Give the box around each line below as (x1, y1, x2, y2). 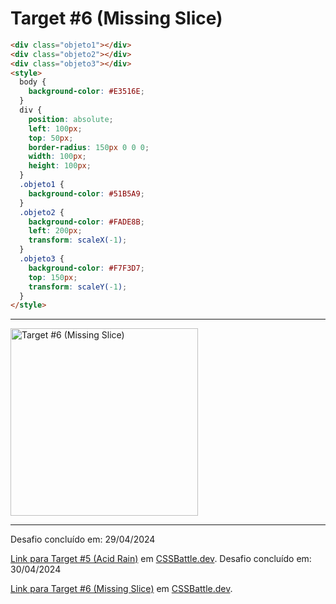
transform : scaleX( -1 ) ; (28, 235, 128, 246)
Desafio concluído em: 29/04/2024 (10, 533, 156, 546)
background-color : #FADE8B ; (28, 217, 145, 227)
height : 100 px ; (28, 161, 92, 171)
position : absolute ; (28, 114, 114, 124)
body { (19, 77, 47, 87)
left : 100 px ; (28, 123, 83, 134)
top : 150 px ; (28, 272, 78, 282)
